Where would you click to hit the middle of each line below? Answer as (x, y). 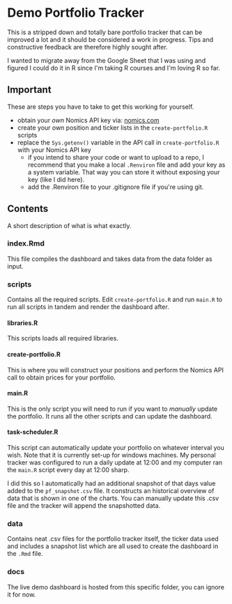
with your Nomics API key (54, 150)
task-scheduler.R (33, 432)
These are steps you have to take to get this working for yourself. (101, 107)
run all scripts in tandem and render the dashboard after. (88, 307)
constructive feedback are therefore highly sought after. (88, 47)
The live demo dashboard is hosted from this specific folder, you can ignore (116, 587)
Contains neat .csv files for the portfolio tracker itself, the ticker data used (113, 539)
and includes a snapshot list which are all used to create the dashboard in (113, 546)
